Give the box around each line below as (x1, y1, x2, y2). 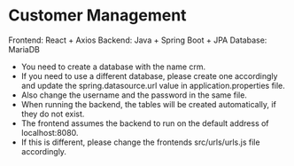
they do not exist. (20, 108, 85, 119)
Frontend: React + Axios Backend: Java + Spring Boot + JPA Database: (8, 35, 267, 45)
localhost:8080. (20, 127, 79, 138)
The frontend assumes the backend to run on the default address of (20, 117, 269, 129)
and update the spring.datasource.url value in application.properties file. (20, 80, 285, 91)
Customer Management (8, 5, 187, 26)
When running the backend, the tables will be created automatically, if (20, 99, 276, 109)
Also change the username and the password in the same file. (20, 90, 247, 100)
